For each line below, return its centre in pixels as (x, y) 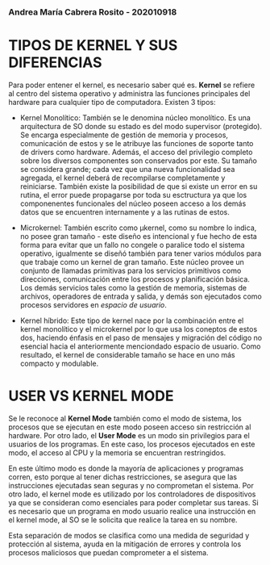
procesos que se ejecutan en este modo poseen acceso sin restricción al (130, 427)
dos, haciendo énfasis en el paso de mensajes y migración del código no (141, 337)
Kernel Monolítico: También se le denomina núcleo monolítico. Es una (135, 117)
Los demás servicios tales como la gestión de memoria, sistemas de (133, 287)
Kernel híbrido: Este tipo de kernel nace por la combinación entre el (132, 320)
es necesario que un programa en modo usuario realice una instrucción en (132, 511)
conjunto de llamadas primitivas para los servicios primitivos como (131, 270)
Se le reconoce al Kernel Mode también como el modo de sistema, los (125, 418)
